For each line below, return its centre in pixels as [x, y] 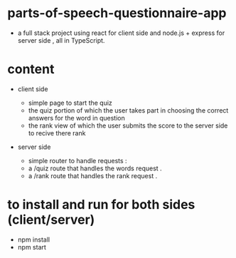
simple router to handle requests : [77, 160]
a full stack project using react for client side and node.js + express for [121, 33]
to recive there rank [57, 133]
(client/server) [51, 220]
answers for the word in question [77, 118]
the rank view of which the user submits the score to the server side [128, 125]
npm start [32, 247]
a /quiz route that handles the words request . [95, 168]
